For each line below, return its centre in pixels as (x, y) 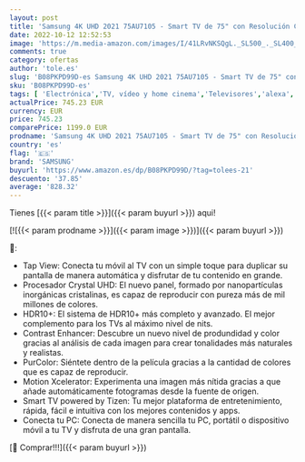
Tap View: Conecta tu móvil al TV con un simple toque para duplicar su (155, 266)
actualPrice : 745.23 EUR (56, 102)
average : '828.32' (44, 187)
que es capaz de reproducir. (75, 372)
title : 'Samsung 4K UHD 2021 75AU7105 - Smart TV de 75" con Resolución (150, 26)
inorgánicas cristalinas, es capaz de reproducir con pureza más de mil (154, 295)
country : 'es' (36, 145)
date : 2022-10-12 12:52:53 (60, 35)
